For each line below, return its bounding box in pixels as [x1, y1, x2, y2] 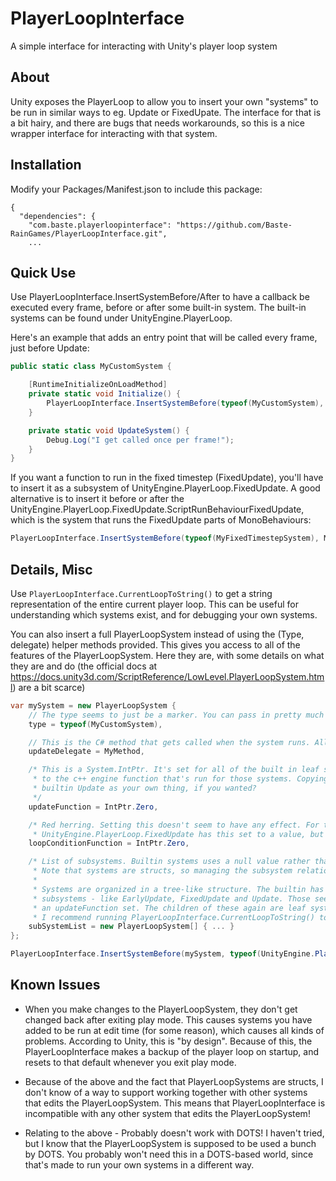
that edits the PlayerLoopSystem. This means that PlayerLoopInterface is [24, 1097, 326, 1109]
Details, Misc [10, 561, 93, 578]
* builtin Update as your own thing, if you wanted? [32, 783, 257, 794]
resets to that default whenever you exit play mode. [24, 1056, 237, 1068]
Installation [10, 157, 82, 174]
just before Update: [10, 342, 90, 354]
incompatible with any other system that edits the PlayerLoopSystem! [24, 1107, 311, 1119]
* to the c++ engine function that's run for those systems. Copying [32, 774, 329, 784]
